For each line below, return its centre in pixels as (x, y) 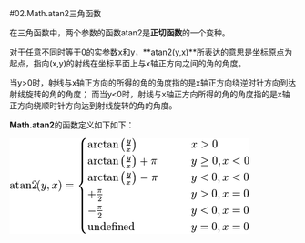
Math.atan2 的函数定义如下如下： (72, 125)
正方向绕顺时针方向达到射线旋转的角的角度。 (93, 106)
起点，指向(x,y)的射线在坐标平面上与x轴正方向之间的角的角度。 (128, 63)
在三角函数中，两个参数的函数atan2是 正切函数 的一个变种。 (120, 33)
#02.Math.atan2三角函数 (56, 13)
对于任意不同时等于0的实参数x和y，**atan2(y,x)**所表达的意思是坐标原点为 (151, 52)
